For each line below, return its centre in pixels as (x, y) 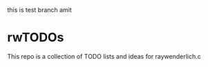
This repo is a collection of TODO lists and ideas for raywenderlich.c (104, 56)
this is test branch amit (40, 10)
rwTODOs (36, 38)
